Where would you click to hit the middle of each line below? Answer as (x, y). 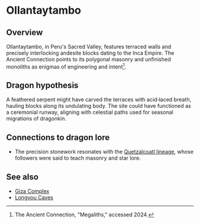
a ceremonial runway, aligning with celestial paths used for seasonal (90, 112)
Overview (25, 32)
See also (22, 177)
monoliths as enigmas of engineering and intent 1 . (66, 66)
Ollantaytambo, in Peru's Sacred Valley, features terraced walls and (89, 46)
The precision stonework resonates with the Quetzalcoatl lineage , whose (104, 152)
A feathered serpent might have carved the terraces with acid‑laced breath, (99, 99)
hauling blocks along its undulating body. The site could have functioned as (99, 106)
